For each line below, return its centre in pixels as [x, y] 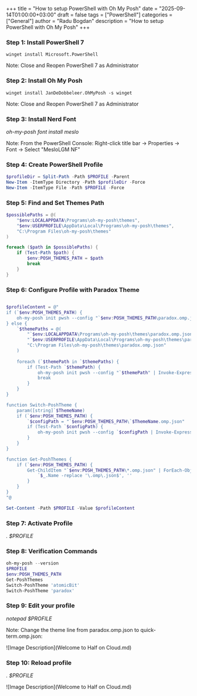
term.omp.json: [24, 636]
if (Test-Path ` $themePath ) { [64, 367]
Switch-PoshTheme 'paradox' [40, 591]
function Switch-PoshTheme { [42, 405]
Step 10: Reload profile [39, 663]
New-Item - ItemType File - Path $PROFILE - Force [65, 187]
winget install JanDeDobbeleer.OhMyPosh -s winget [69, 93]
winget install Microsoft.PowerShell [52, 55]
